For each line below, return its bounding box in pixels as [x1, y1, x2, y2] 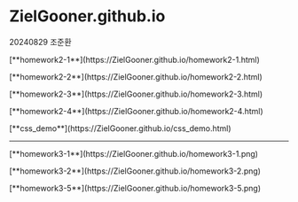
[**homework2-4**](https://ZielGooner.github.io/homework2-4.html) [9, 105, 263, 116]
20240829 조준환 [9, 36, 73, 47]
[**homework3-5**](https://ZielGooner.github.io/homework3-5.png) [9, 183, 262, 193]
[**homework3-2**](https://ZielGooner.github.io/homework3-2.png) [9, 166, 262, 176]
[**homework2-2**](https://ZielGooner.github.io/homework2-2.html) [9, 71, 263, 82]
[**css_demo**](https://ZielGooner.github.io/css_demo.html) [9, 122, 232, 134]
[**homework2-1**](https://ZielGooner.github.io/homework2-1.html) [9, 54, 260, 65]
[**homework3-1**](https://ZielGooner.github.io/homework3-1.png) [9, 148, 259, 159]
